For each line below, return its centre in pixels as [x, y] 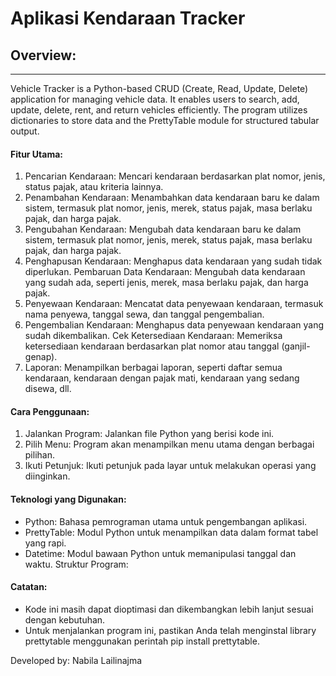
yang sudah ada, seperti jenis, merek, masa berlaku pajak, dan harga [166, 283]
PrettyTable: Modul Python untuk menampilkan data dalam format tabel [171, 532]
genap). [41, 357]
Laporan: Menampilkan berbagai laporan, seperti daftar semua [153, 368]
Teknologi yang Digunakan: [68, 499]
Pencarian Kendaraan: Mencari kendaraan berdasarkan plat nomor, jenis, [175, 176]
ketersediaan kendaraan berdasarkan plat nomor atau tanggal [152, 346]
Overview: [43, 55]
